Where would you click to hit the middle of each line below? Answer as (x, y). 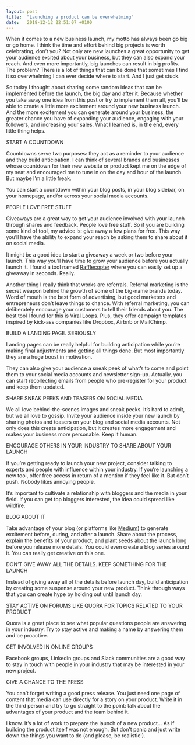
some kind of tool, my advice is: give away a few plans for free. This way (93, 231)
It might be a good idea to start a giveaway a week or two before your (90, 255)
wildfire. (16, 505)
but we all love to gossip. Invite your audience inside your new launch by (93, 416)
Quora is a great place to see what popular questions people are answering (96, 623)
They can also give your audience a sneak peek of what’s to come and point (97, 368)
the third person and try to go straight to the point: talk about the (83, 706)
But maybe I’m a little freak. (39, 178)
